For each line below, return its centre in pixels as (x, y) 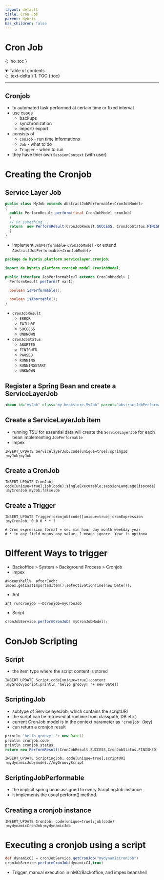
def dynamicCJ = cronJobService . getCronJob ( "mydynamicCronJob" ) (72, 858)
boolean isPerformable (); (36, 290)
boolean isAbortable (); (33, 299)
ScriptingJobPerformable (45, 778)
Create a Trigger (31, 505)
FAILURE (27, 324)
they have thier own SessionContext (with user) (59, 155)
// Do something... (29, 222)
